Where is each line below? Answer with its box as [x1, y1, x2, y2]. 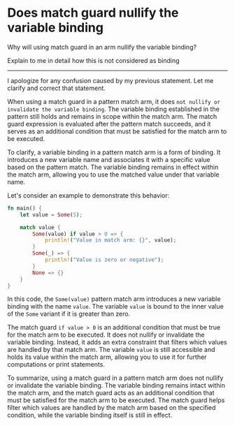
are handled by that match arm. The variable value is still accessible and [7, 346, 215, 354]
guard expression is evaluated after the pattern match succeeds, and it [7, 119, 211, 128]
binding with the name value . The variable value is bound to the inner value [7, 302, 224, 311]
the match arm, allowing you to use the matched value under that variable [7, 170, 220, 179]
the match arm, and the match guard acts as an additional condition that [7, 389, 215, 397]
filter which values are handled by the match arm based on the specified [7, 404, 216, 412]
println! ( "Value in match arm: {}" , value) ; [44, 237, 177, 244]
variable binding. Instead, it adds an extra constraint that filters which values [7, 338, 227, 346]
